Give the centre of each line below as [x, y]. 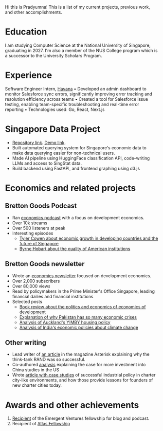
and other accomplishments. [34, 12]
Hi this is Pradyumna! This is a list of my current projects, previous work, [78, 7]
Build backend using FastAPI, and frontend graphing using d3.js [76, 168]
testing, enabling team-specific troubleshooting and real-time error [72, 104]
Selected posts [27, 302]
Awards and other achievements [72, 405]
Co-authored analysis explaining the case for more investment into [79, 365]
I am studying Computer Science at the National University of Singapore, [78, 45]
